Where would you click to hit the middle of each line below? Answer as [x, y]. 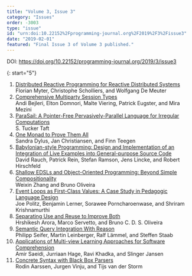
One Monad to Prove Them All [52, 134]
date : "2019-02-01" [31, 39]
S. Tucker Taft [32, 128]
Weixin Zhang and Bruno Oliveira [55, 184]
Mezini [23, 109]
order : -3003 [23, 22]
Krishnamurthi [32, 210]
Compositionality [36, 178]
